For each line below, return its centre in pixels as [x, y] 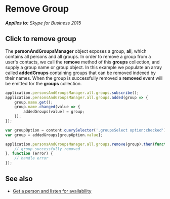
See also [19, 179]
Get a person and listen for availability [52, 191]
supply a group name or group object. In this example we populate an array [84, 67]
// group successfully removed [47, 149]
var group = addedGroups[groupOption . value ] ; [54, 135]
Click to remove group [41, 39]
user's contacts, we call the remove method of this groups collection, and [82, 62]
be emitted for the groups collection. [44, 83]
